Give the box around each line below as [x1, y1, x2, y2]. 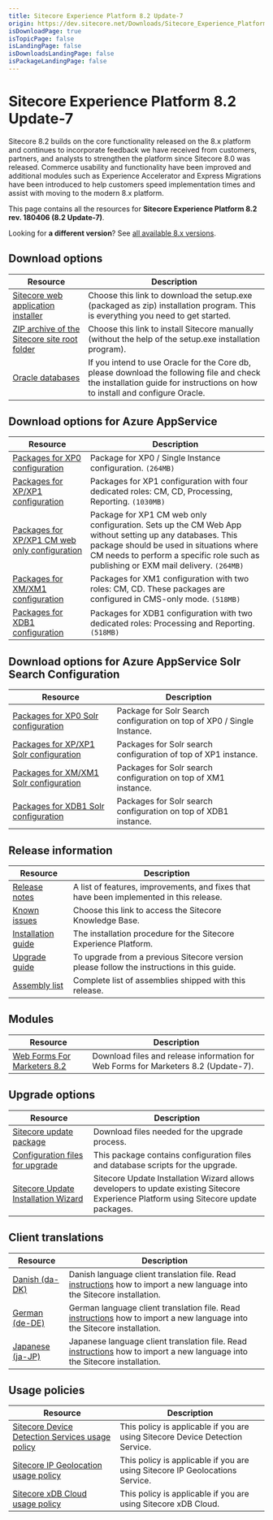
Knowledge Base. [72, 915, 140, 926]
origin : [8, 19, 35, 28]
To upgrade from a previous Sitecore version [72, 951, 244, 963]
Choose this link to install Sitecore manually [88, 323, 254, 334]
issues [12, 915, 37, 926]
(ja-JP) [12, 1350, 41, 1362]
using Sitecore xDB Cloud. [119, 1498, 219, 1509]
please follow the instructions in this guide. [72, 962, 236, 973]
